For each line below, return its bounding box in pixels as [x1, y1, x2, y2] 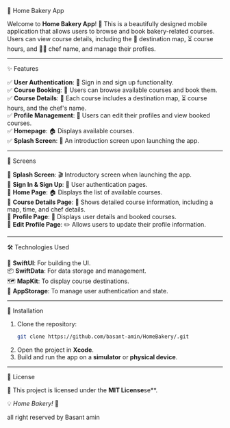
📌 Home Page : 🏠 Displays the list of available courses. [7, 188, 163, 196]
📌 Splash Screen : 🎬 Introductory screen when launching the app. [7, 170, 192, 179]
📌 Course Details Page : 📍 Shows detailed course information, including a [7, 198, 214, 206]
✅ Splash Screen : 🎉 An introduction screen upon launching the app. [7, 137, 200, 144]
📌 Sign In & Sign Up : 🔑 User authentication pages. [7, 181, 148, 188]
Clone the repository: [16, 320, 77, 328]
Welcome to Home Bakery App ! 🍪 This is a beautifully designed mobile [7, 20, 207, 27]
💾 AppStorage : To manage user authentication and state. [7, 287, 169, 295]
